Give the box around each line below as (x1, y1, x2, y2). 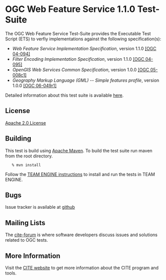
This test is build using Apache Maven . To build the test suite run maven (5, 147, 153, 153)
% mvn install (11, 162, 41, 167)
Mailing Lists (5, 218, 46, 227)
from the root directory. (5, 153, 53, 159)
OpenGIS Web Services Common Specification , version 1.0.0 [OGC (12, 66, 150, 73)
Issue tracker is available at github (5, 204, 76, 210)
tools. (5, 270, 17, 276)
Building (5, 135, 31, 143)
